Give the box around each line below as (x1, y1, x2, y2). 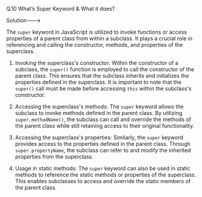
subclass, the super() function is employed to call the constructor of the (14, 66, 195, 73)
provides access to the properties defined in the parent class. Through (14, 140, 191, 147)
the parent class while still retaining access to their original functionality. (14, 122, 195, 129)
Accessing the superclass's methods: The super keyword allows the (14, 103, 184, 110)
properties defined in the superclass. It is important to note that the (14, 78, 182, 86)
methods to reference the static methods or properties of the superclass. (14, 171, 197, 178)
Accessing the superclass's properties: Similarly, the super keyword (14, 134, 183, 141)
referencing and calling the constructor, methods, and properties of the (6, 42, 183, 48)
